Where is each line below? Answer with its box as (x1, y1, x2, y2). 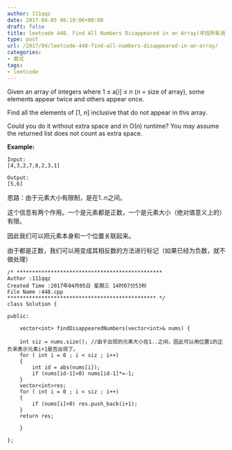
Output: (7, 174, 30, 181)
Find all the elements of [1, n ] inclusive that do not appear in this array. (7, 108, 208, 117)
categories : (7, 49, 42, 56)
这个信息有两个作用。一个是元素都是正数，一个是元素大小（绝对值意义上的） (7, 208, 226, 216)
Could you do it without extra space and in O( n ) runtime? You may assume (7, 122, 220, 130)
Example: (7, 142, 35, 151)
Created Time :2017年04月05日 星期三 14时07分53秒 (7, 282, 147, 289)
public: (7, 312, 30, 319)
